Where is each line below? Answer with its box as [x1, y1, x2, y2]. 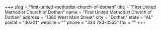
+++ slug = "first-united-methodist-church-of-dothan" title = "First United [4, 4, 156, 10]
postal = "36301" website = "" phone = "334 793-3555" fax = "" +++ [4, 19, 146, 25]
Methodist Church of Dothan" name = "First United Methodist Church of [4, 9, 152, 15]
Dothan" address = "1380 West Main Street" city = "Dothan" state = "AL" [4, 15, 154, 20]
